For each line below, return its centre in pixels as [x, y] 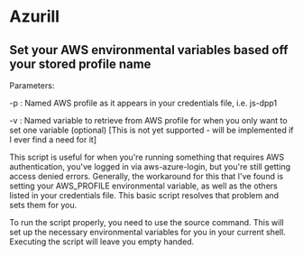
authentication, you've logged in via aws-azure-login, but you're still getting [150, 167]
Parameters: [32, 86]
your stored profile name [80, 64]
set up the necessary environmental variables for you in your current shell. [147, 232]
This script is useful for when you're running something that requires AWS [147, 157]
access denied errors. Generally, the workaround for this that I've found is [147, 176]
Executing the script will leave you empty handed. [102, 242]
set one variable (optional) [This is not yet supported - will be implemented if [151, 130]
